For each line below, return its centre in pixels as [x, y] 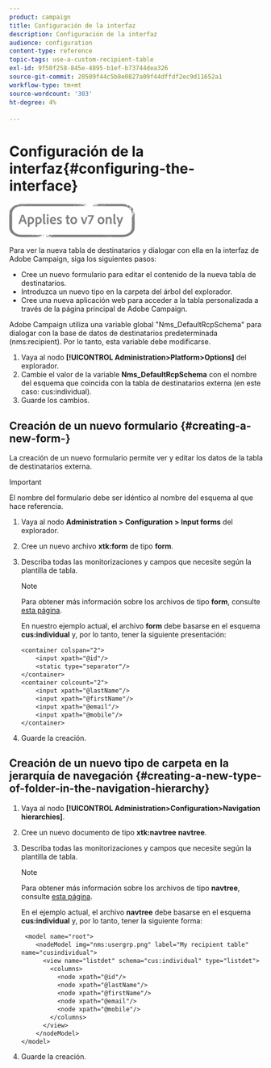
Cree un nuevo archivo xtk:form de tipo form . [97, 546]
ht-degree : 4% [33, 102]
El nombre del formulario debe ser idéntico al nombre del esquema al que [131, 498]
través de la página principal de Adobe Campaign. [104, 309]
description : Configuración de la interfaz [83, 34]
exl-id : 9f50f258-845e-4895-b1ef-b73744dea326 [89, 69]
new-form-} [40, 438]
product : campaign [40, 17]
